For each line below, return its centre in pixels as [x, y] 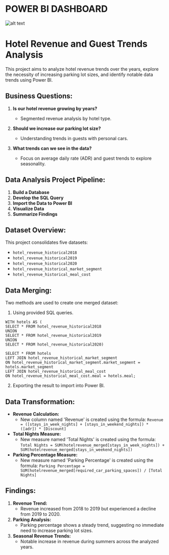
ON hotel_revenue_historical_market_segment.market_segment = [73, 362]
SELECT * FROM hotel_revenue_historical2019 [53, 336]
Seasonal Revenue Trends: [42, 536]
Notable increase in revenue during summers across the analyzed [90, 541]
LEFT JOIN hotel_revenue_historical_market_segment [61, 358]
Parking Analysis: [32, 520]
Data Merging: [29, 290]
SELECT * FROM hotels [28, 354]
